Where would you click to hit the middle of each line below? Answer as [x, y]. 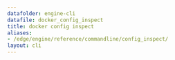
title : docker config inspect [51, 26]
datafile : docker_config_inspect [55, 20]
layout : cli [24, 46]
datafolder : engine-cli [42, 13]
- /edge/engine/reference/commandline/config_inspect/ [88, 39]
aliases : [20, 33]
